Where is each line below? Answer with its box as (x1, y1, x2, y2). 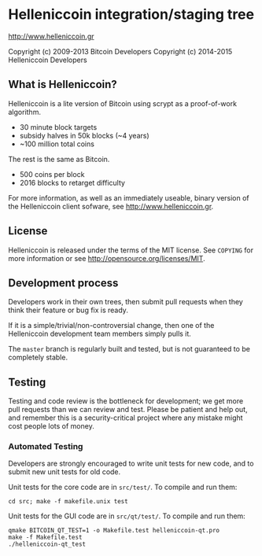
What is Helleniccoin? (8, 78, 118, 91)
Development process (8, 276, 119, 289)
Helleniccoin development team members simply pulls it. (8, 329, 191, 339)
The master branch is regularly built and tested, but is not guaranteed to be (8, 344, 250, 354)
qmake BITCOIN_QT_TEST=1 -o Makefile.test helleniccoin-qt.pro (8, 527, 220, 535)
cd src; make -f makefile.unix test (8, 498, 128, 506)
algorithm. (8, 107, 42, 116)
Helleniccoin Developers (8, 55, 88, 64)
